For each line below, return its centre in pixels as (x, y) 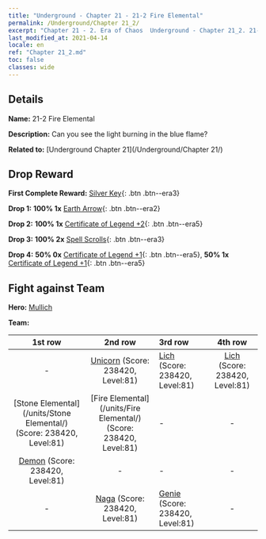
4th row (232, 342)
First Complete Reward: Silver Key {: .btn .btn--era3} (94, 193)
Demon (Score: (47, 461)
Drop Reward (41, 174)
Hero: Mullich (30, 307)
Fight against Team (57, 288)
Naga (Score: (120, 499)
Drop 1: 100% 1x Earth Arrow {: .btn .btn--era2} (84, 209)
